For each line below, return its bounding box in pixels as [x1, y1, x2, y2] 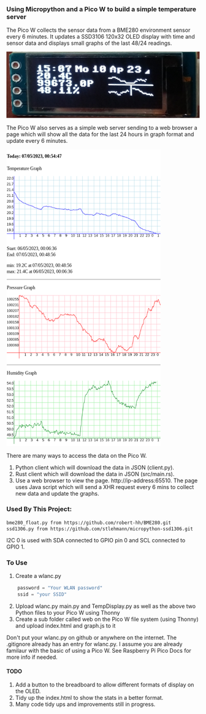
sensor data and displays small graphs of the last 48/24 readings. [6, 39, 172, 47]
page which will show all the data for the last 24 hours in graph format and [6, 131, 194, 138]
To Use [6, 558, 28, 567]
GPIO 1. [6, 543, 25, 550]
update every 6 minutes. [6, 137, 68, 144]
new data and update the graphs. [15, 490, 99, 497]
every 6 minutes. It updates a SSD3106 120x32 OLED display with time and [6, 33, 195, 40]
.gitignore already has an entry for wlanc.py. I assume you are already [6, 640, 183, 648]
